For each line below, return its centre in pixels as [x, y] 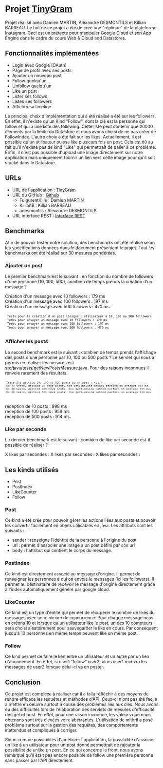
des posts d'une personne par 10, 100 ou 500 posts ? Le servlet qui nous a [80, 357]
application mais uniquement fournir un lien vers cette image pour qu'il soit [80, 158]
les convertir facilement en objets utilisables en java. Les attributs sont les [79, 526]
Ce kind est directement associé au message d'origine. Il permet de [73, 573]
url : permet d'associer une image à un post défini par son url [73, 545]
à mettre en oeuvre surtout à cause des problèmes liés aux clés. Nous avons [82, 704]
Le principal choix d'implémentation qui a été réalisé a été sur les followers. [81, 116]
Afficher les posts [27, 341]
